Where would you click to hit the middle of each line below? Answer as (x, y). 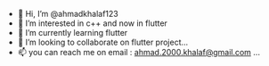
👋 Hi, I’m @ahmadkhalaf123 (68, 14)
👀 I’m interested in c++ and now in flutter (92, 23)
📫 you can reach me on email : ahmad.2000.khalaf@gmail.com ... (139, 52)
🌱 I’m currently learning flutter (73, 33)
